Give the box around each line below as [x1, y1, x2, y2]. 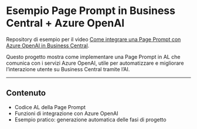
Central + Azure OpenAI [6, 16, 125, 30]
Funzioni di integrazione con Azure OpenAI [14, 110, 118, 117]
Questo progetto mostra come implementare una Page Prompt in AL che [6, 53, 181, 60]
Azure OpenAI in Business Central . [6, 42, 90, 49]
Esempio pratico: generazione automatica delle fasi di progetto [14, 116, 167, 123]
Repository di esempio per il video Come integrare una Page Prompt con [6, 36, 181, 43]
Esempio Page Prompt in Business [6, 4, 176, 18]
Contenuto [6, 88, 46, 98]
